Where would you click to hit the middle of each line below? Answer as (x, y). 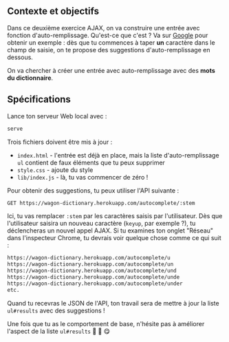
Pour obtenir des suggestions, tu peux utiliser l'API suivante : (93, 190)
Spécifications (39, 99)
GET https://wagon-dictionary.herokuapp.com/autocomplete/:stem (101, 203)
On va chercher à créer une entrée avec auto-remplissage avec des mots (111, 70)
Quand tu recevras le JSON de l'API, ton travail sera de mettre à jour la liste (113, 303)
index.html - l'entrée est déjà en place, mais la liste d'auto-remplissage (118, 155)
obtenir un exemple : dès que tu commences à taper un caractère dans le (111, 42)
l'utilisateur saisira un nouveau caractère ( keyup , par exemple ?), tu (101, 224)
